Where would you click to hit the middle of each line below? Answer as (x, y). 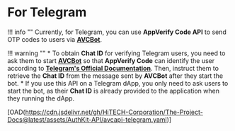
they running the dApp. (41, 98)
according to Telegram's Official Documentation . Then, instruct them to (113, 68)
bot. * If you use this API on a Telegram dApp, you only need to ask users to (118, 83)
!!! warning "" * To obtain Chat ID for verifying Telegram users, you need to (116, 53)
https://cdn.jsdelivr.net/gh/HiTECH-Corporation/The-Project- (114, 112)
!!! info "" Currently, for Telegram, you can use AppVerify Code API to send (117, 32)
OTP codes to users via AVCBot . (55, 39)
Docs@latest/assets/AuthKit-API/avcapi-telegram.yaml (87, 119)
